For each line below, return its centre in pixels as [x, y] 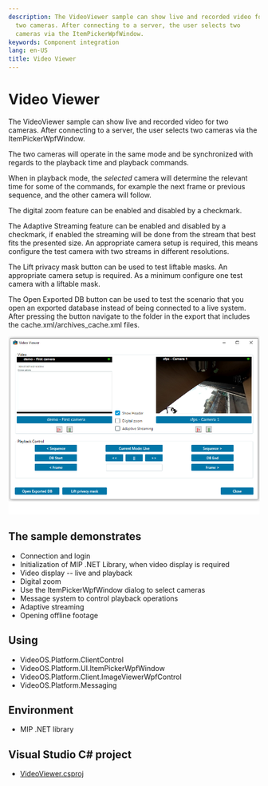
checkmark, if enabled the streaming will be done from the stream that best [132, 234]
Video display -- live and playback [76, 573]
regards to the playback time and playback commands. [99, 162]
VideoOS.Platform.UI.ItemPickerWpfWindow [92, 668]
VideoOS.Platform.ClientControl [71, 660]
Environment [41, 710]
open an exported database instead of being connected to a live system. [127, 308]
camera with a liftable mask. [55, 284]
